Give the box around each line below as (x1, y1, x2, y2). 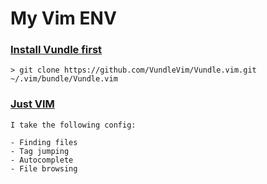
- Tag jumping (10, 146, 70, 156)
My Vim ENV (10, 7, 117, 30)
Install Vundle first (10, 43, 103, 57)
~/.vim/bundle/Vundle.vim (10, 74, 118, 84)
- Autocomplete (10, 155, 74, 165)
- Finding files (10, 137, 78, 147)
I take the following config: (10, 120, 137, 130)
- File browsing (10, 163, 78, 174)
